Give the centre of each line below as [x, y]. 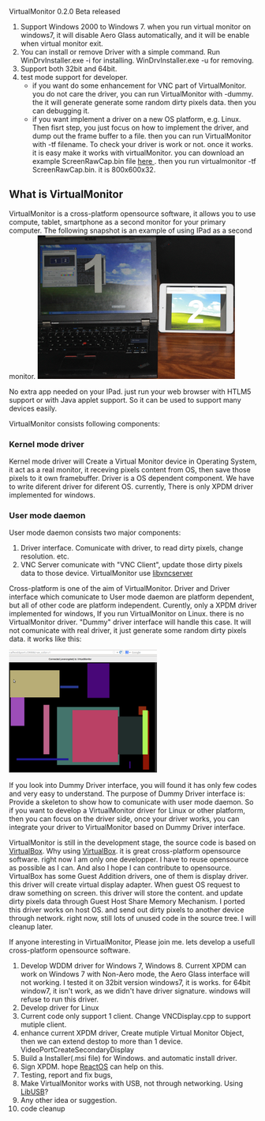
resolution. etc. [45, 556]
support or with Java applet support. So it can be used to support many [125, 400]
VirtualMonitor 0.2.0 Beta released [65, 11]
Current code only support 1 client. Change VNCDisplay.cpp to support [136, 1017]
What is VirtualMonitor [66, 194]
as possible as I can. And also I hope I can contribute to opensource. [120, 868]
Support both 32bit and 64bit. [69, 69]
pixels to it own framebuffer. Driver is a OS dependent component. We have [132, 479]
